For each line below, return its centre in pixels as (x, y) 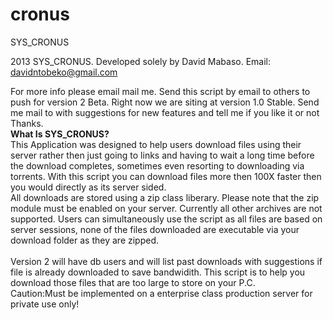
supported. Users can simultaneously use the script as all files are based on (166, 219)
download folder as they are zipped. (85, 240)
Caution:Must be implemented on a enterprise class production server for (161, 293)
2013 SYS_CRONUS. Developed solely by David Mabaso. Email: (141, 61)
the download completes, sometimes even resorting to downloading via (157, 165)
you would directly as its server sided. (88, 187)
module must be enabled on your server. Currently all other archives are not (166, 208)
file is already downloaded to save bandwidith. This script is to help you (158, 272)
